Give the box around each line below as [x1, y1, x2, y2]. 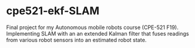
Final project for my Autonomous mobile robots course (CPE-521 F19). [6, 24, 179, 31]
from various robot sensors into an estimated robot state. [6, 36, 147, 43]
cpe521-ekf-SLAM [6, 4, 100, 18]
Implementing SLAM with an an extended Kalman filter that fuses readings [6, 30, 190, 37]
